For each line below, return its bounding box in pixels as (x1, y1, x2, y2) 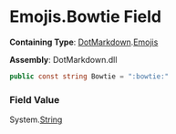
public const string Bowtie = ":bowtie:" (9, 71, 170, 81)
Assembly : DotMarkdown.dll (9, 54, 118, 65)
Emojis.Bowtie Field (9, 6, 162, 27)
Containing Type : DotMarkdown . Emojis (9, 36, 159, 47)
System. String (9, 114, 63, 125)
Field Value (9, 93, 60, 106)
